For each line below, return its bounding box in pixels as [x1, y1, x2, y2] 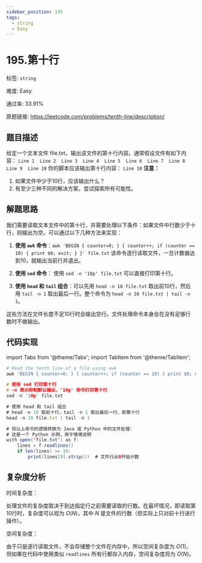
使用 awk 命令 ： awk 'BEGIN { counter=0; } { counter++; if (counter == [14, 242, 195, 249]
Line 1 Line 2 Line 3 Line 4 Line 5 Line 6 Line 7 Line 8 [17, 158, 185, 164]
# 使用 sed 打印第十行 [6, 382, 57, 388]
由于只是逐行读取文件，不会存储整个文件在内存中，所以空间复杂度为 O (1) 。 [6, 543, 192, 550]
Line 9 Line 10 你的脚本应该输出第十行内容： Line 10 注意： [6, 165, 160, 172]
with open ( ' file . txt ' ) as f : [6, 437, 79, 443]
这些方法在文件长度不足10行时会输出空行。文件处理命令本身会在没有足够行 [6, 310, 191, 317]
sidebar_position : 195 [6, 8, 63, 15]
